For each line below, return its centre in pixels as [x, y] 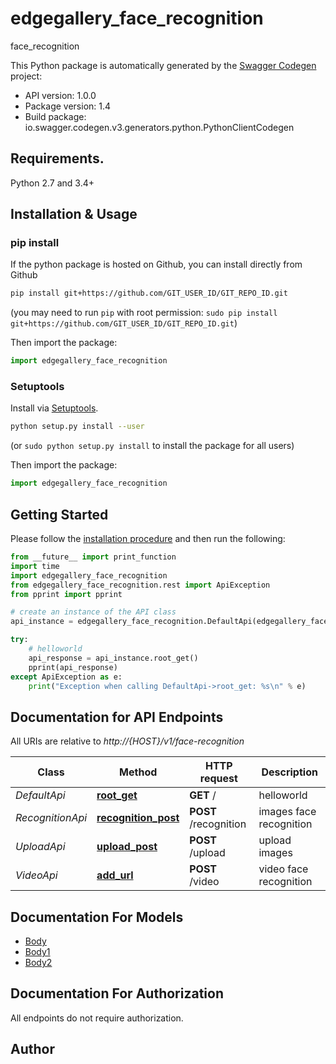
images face [287, 812]
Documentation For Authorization [117, 993]
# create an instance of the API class [93, 612]
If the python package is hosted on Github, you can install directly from [156, 264]
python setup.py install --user [77, 427]
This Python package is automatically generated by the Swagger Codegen [163, 65]
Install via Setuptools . [54, 408]
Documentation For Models [97, 917]
